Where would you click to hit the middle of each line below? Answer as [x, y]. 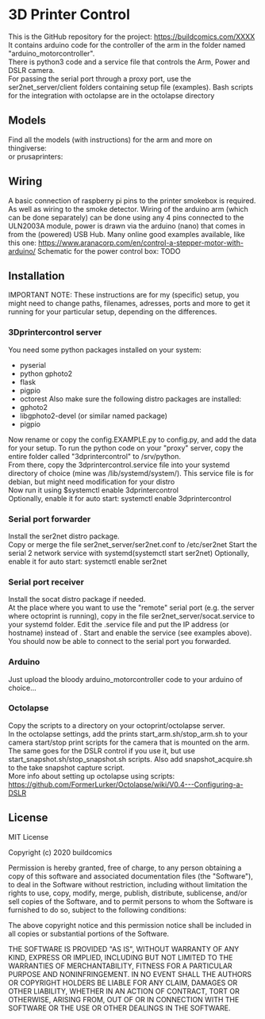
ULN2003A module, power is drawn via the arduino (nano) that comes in [127, 226]
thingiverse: [28, 147]
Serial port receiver [46, 582]
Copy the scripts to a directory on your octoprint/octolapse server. [117, 725]
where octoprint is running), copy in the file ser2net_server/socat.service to [132, 616]
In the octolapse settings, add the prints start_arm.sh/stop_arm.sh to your [128, 734]
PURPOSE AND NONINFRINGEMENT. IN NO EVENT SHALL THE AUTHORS [130, 974]
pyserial [33, 365]
